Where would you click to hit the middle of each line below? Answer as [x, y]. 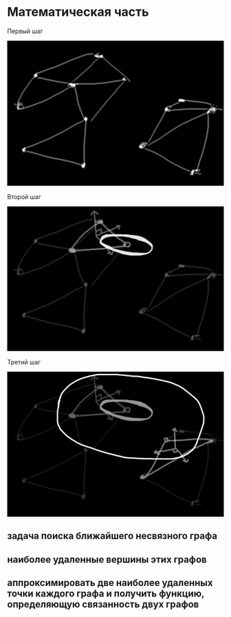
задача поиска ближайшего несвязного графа [112, 536]
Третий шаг [24, 362]
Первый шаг [25, 31]
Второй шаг [24, 196]
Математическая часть [78, 12]
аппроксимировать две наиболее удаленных [110, 583]
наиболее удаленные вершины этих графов [107, 560]
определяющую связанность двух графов [103, 604]
